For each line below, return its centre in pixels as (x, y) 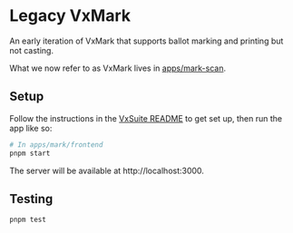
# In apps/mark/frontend (56, 145)
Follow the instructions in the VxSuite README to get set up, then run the (146, 118)
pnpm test (28, 220)
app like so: (31, 128)
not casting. (32, 50)
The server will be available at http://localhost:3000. (107, 170)
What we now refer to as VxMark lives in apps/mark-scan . (118, 68)
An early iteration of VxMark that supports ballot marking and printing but (146, 41)
